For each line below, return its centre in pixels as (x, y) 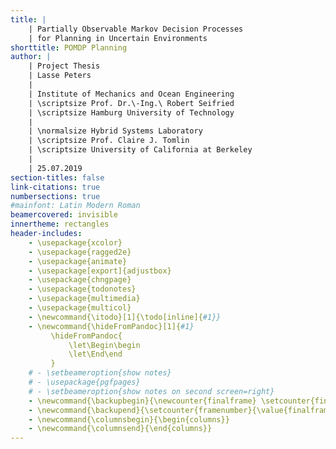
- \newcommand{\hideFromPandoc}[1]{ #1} (111, 326)
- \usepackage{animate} (78, 261)
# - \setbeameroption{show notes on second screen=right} (151, 391)
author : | (31, 57)
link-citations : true (55, 187)
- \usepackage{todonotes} (82, 289)
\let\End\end (95, 354)
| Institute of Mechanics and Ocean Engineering (131, 94)
